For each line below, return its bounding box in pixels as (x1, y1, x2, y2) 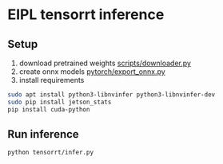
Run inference (7, 127, 79, 141)
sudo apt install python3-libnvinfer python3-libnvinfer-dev (7, 91, 216, 99)
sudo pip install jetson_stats (7, 98, 112, 106)
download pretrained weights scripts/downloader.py (18, 58, 191, 68)
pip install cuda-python (7, 105, 90, 113)
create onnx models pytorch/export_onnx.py (18, 67, 165, 76)
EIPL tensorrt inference (7, 6, 165, 24)
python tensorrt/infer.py (7, 149, 94, 157)
